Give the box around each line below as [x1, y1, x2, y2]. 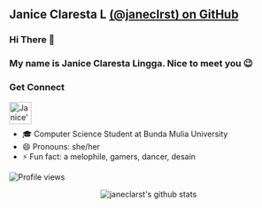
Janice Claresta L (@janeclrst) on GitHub [9, 7, 239, 22]
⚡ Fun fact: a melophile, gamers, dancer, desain [21, 150, 196, 162]
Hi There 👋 [9, 34, 55, 46]
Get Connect [9, 81, 65, 94]
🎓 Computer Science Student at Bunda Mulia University [21, 128, 228, 139]
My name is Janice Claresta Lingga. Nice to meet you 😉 [9, 58, 254, 70]
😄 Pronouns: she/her [21, 141, 100, 151]
